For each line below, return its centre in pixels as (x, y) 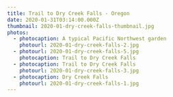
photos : (18, 32)
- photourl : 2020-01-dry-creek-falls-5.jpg (76, 52)
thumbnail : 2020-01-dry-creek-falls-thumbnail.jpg (81, 26)
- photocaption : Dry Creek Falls (61, 77)
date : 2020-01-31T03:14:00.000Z (53, 20)
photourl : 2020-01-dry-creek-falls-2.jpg (79, 45)
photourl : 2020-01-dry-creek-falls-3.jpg (79, 70)
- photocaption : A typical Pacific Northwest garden (90, 39)
